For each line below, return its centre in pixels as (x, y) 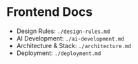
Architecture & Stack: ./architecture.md (74, 45)
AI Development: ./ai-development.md (70, 38)
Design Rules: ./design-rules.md (63, 31)
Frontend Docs (50, 12)
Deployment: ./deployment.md (59, 53)
